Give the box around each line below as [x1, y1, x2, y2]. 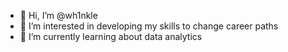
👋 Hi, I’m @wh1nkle [19, 10, 98, 21]
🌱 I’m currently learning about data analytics [19, 31, 203, 42]
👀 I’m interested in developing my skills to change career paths [19, 20, 279, 32]
